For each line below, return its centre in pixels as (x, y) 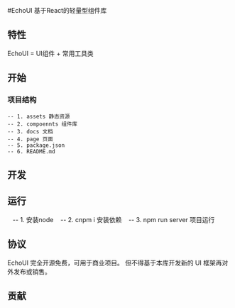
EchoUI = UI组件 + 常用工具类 (50, 53)
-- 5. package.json (36, 145)
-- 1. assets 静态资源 (39, 116)
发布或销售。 (32, 271)
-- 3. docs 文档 (30, 131)
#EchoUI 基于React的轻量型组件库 (57, 10)
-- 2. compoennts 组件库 (43, 124)
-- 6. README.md (31, 151)
